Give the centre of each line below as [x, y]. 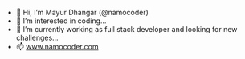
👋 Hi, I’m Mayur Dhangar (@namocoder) [82, 12]
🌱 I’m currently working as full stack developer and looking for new [127, 29]
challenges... [37, 37]
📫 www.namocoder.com [57, 47]
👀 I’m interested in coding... [61, 21]
